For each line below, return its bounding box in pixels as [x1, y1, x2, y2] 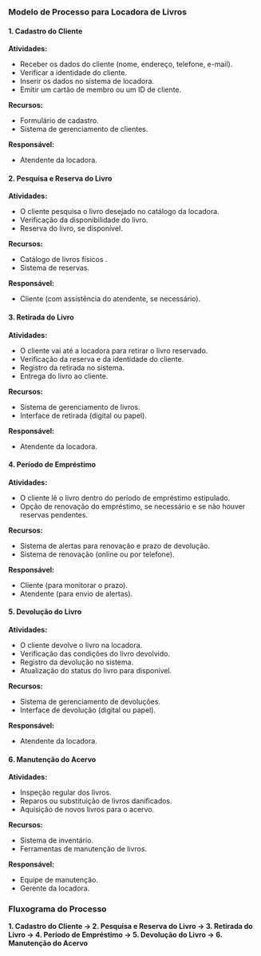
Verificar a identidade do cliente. [19, 68, 128, 77]
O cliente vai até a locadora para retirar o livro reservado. [19, 346, 208, 355]
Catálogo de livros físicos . [19, 255, 108, 264]
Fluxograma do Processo [8, 903, 107, 914]
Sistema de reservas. [19, 263, 90, 273]
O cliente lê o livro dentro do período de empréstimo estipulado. [19, 493, 231, 502]
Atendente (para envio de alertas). [19, 589, 133, 598]
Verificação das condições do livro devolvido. [19, 649, 170, 658]
